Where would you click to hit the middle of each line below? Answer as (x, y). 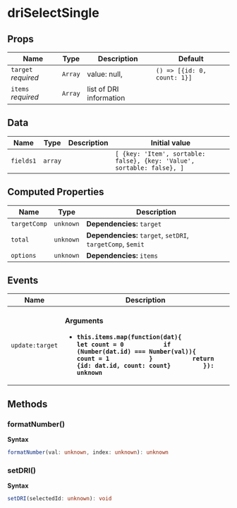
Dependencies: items (122, 255)
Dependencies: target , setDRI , (138, 235)
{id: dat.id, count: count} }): (145, 366)
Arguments (84, 321)
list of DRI (103, 89)
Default (191, 59)
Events (23, 281)
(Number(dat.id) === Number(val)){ (136, 352)
